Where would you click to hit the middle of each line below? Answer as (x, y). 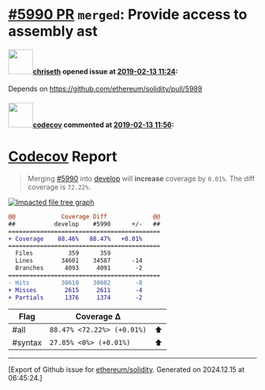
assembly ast (53, 31)
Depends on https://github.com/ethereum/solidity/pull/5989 (105, 89)
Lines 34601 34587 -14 (79, 261)
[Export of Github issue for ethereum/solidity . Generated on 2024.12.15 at (127, 369)
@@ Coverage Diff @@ (84, 216)
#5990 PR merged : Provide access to (128, 15)
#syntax (27, 343)
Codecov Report (63, 157)
